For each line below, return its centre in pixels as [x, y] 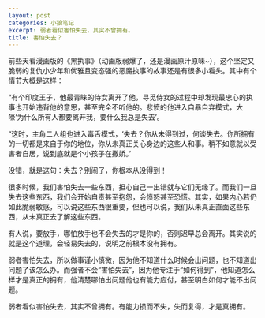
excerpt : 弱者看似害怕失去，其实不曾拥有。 [71, 30]
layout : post [30, 15]
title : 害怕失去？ [35, 37]
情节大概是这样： [36, 80]
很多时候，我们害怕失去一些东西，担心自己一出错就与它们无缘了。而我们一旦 [132, 187]
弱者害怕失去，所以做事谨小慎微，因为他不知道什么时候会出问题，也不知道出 [132, 260]
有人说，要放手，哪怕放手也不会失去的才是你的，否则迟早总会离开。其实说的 [132, 234]
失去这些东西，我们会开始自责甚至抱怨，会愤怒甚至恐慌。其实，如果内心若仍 [132, 197]
